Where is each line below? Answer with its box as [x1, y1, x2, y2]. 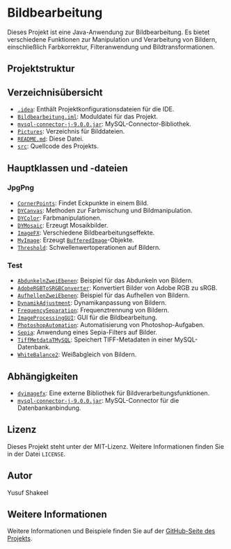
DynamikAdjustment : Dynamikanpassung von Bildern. [17, 299, 167, 307]
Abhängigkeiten [7, 370, 79, 382]
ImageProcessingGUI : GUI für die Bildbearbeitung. [17, 313, 158, 321]
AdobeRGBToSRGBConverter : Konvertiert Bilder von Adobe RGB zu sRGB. [17, 284, 218, 292]
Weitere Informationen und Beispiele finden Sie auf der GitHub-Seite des [7, 527, 216, 535]
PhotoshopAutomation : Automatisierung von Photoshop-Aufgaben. [17, 321, 205, 329]
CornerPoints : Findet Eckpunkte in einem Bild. [17, 198, 149, 207]
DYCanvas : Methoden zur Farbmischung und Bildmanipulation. [17, 206, 193, 214]
